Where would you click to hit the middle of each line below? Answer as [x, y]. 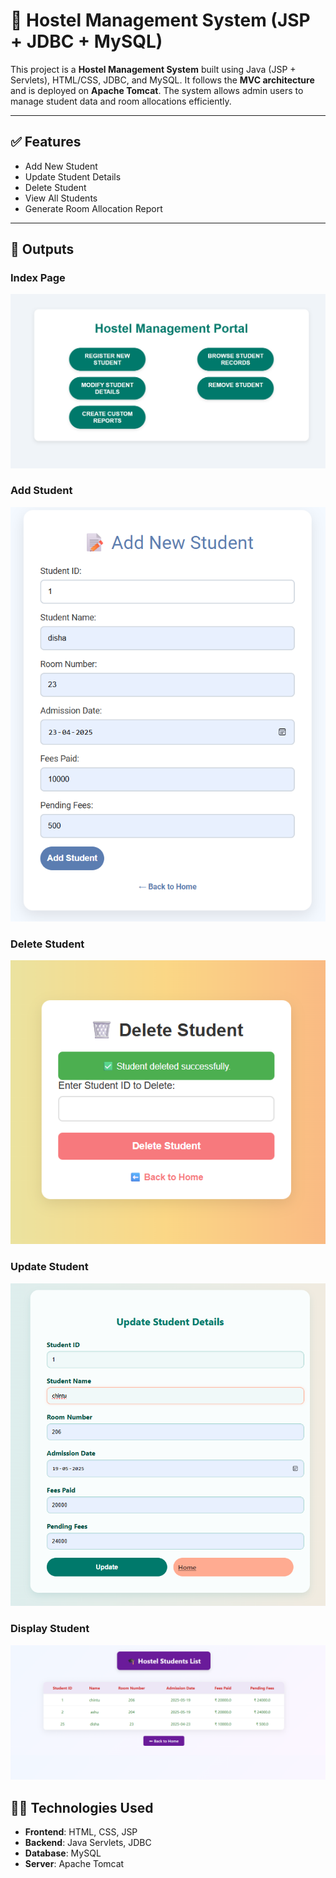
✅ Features [46, 142]
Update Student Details [73, 176]
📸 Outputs [42, 249]
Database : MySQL [63, 1853]
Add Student [41, 491]
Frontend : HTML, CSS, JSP [81, 1831]
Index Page [38, 278]
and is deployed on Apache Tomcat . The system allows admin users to [157, 90]
